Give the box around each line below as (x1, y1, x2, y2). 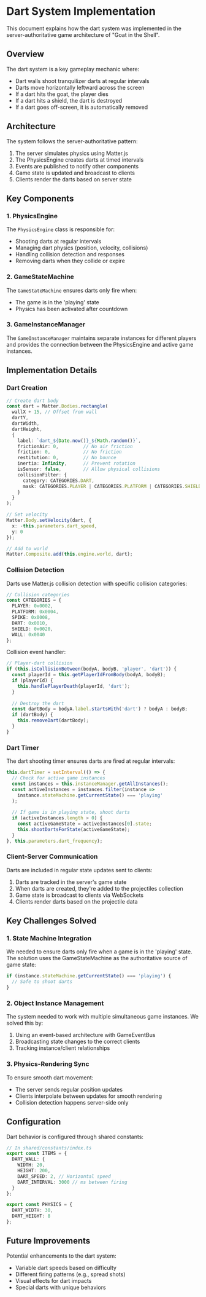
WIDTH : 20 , (17, 1162, 45, 1169)
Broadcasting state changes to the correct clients (15, 1038, 140, 1046)
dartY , (12, 415, 29, 421)
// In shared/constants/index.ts (6, 1145, 92, 1151)
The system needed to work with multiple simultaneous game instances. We (6, 1013, 199, 1020)
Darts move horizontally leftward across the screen (15, 84, 145, 91)
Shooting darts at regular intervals (15, 238, 102, 245)
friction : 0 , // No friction (17, 449, 122, 455)
